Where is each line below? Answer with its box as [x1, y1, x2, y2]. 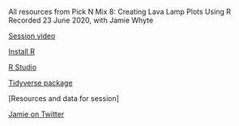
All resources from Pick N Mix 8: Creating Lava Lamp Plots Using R [8, 7, 232, 16]
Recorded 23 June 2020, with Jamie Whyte [8, 15, 154, 25]
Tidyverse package [8, 78, 73, 87]
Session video [8, 31, 56, 40]
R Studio [8, 62, 37, 72]
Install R [8, 47, 35, 56]
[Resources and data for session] [8, 94, 120, 103]
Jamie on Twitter [8, 109, 65, 119]
